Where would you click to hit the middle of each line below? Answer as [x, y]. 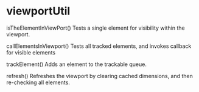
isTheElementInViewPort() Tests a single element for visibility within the [96, 28]
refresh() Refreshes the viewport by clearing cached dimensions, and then [100, 76]
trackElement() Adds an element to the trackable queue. [77, 64]
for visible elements [31, 52]
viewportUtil [38, 11]
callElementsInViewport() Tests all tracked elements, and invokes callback [99, 46]
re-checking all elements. [38, 82]
